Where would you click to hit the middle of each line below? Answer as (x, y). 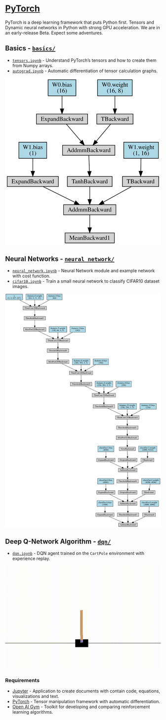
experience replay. (31, 558)
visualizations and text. (36, 696)
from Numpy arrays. (33, 65)
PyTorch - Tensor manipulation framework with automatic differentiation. (86, 702)
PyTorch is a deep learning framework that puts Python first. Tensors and (80, 22)
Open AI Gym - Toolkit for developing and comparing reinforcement (81, 707)
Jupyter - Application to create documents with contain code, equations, (86, 691)
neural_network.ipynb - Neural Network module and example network (83, 271)
